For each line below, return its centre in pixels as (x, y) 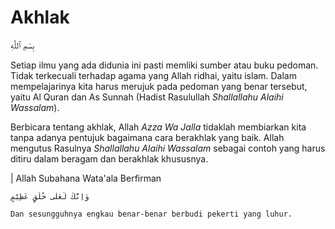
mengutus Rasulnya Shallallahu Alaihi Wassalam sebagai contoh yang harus (168, 148)
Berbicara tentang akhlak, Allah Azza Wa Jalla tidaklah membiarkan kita (158, 127)
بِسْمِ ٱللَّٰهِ (22, 45)
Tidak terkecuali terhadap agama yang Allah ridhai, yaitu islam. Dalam (153, 75)
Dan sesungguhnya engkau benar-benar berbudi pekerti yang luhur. (151, 214)
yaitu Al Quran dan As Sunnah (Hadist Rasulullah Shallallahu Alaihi (147, 97)
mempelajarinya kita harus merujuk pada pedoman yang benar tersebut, (159, 86)
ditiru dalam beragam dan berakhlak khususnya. (109, 158)
